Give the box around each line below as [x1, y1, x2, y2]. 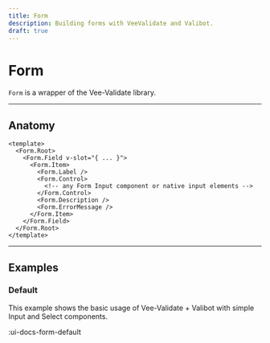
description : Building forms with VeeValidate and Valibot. [8, 19, 215, 27]
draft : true [8, 27, 48, 35]
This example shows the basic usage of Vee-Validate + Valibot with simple [8, 303, 255, 312]
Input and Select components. [8, 311, 108, 321]
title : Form [8, 11, 48, 20]
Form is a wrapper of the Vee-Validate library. [8, 88, 157, 97]
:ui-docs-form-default [8, 327, 82, 337]
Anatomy [8, 118, 55, 133]
